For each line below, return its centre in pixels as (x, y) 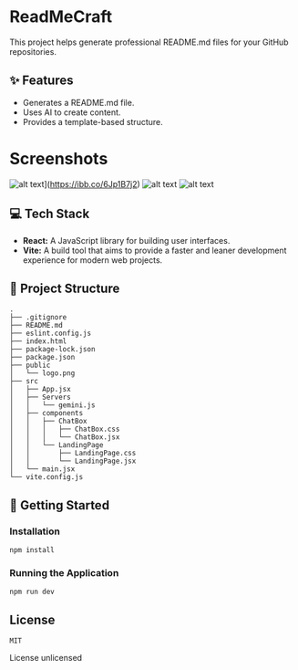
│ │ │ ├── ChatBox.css (65, 429)
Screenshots (59, 158)
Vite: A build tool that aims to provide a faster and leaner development (154, 250)
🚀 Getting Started (60, 505)
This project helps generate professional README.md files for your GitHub (149, 42)
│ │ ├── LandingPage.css (73, 454)
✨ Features (41, 81)
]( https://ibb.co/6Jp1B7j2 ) (92, 183)
